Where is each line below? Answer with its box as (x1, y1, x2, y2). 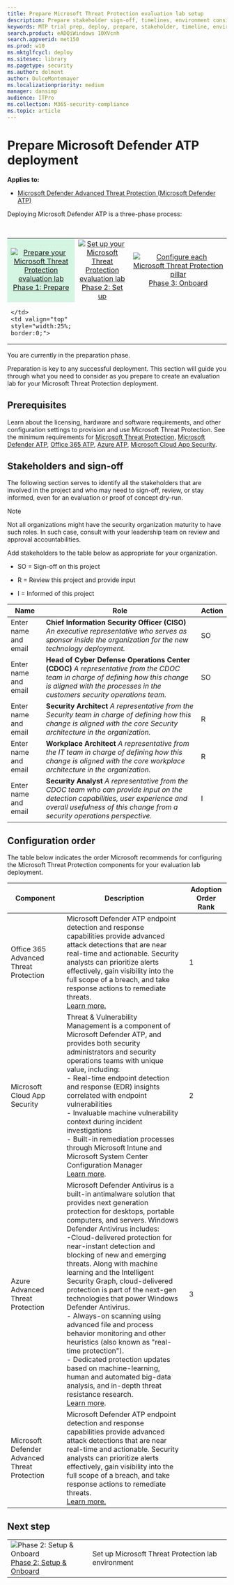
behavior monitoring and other (66, 1329, 166, 1338)
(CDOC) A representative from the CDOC (45, 664, 180, 673)
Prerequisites (7, 399, 67, 411)
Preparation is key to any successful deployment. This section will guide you (7, 364, 226, 373)
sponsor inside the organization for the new (45, 635, 189, 645)
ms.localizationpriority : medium (7, 82, 104, 89)
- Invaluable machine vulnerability (66, 1108, 179, 1118)
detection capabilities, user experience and (45, 794, 188, 804)
